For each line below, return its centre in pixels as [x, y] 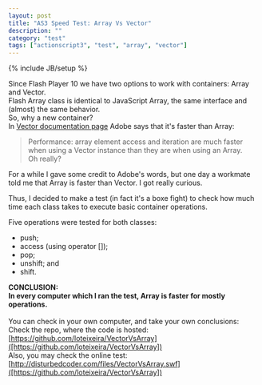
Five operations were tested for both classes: [83, 223]
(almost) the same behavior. [54, 110]
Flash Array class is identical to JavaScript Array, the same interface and [128, 101]
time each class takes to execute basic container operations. [108, 207]
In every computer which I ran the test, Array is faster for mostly [117, 296]
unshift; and [40, 263]
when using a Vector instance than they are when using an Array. [135, 150]
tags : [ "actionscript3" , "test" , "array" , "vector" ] [98, 46]
